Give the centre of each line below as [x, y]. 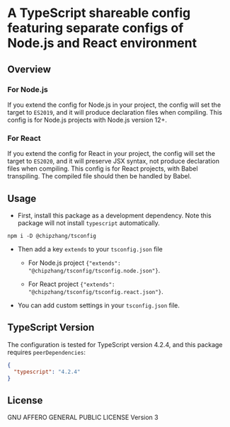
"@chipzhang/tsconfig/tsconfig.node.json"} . [94, 270]
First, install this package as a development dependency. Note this [114, 215]
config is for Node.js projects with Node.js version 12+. [87, 120]
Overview [29, 69]
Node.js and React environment [102, 43]
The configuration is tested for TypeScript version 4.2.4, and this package [115, 344]
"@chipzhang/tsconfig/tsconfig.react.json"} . [96, 291]
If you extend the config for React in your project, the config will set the [111, 154]
